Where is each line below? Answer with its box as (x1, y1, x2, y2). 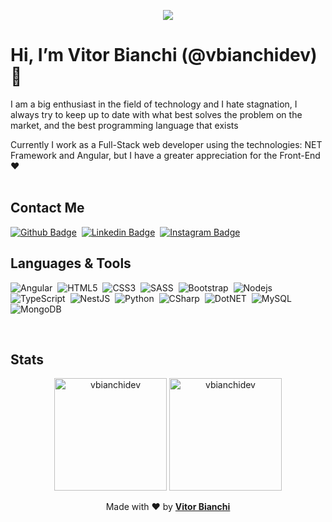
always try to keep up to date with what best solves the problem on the (10, 108, 303, 120)
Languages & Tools (10, 255, 132, 272)
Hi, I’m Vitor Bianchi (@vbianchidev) (10, 44, 318, 67)
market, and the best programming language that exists (10, 119, 239, 131)
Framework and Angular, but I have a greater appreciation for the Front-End (10, 149, 321, 161)
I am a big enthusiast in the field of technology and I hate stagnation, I (10, 98, 298, 110)
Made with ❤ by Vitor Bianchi (105, 501, 231, 513)
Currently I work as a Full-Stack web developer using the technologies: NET (10, 138, 323, 150)
